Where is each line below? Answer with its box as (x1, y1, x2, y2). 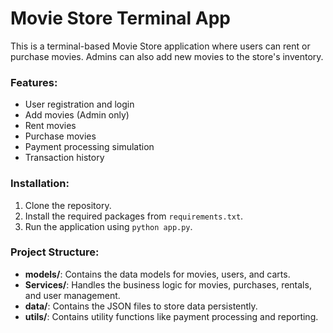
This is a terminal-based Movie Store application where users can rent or (10, 40, 311, 52)
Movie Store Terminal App (10, 7, 231, 30)
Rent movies (24, 120, 77, 132)
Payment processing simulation (24, 141, 155, 153)
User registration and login (24, 98, 135, 111)
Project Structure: (10, 245, 100, 259)
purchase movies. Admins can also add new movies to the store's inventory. (10, 50, 324, 62)
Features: (10, 75, 58, 89)
